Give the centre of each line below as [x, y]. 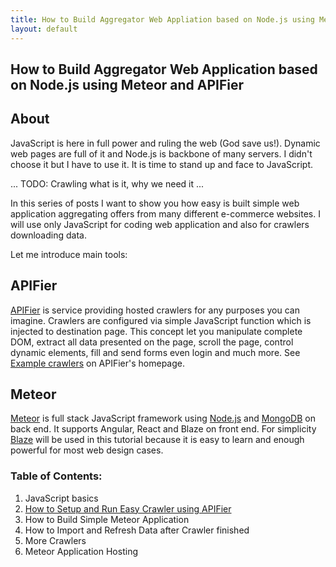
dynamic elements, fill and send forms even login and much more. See [155, 352]
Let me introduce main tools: [69, 254]
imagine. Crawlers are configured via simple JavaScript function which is [161, 320]
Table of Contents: [56, 476]
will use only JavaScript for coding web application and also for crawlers [160, 224]
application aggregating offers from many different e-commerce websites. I [165, 213]
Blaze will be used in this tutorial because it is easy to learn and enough [157, 440]
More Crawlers [55, 540]
